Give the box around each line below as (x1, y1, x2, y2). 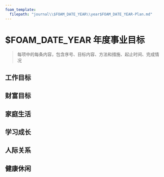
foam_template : (5, 7, 36, 12)
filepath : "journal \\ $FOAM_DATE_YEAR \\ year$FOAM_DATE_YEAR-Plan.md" (9, 12, 153, 17)
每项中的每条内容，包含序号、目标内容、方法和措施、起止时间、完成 (17, 51, 155, 57)
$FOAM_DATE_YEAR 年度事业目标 (5, 34, 145, 46)
